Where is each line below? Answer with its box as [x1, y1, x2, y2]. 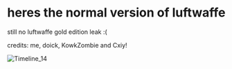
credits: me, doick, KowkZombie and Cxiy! [7, 41, 127, 49]
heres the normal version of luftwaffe [7, 5, 226, 21]
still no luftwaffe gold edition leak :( [7, 28, 107, 36]
